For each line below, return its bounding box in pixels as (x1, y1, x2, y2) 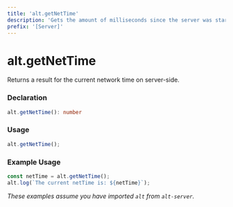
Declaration (7, 93, 47, 102)
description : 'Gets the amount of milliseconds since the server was (7, 17, 213, 24)
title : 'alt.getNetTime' (7, 10, 79, 17)
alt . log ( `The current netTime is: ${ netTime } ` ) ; (7, 179, 150, 186)
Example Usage (7, 157, 61, 167)
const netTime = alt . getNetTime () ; (7, 172, 110, 180)
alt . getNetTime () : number (7, 109, 82, 116)
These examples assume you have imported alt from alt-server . (7, 192, 195, 200)
